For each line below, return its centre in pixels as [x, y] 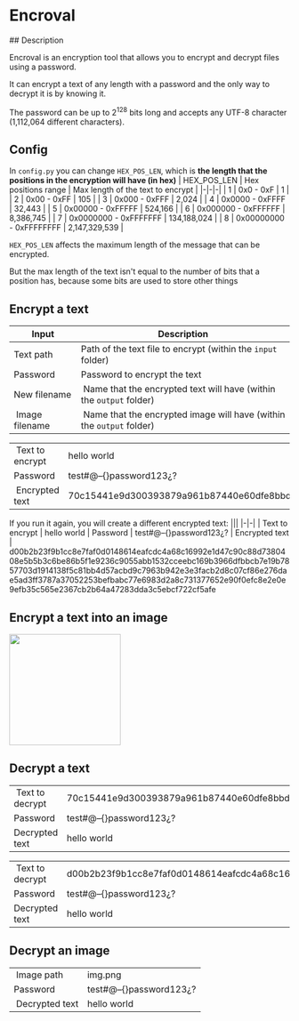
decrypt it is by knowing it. [58, 93]
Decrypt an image [60, 951]
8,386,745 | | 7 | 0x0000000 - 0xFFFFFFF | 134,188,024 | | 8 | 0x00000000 [147, 218]
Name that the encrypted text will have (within [179, 390]
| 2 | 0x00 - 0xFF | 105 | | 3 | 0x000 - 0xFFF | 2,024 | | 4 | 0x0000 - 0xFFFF [148, 199]
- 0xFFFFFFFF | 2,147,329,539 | [67, 228]
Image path [40, 975]
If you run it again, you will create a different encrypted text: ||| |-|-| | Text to [149, 523]
